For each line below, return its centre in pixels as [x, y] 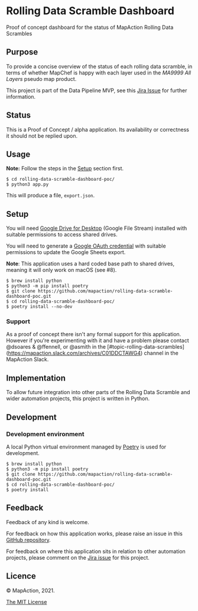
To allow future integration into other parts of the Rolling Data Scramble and [98, 392]
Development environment [45, 434]
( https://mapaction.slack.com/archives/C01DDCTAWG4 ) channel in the [92, 353]
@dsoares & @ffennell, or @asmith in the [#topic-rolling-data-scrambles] [95, 347]
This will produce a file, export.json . [51, 196]
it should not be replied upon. [42, 136]
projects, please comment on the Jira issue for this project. [78, 557]
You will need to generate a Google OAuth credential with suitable [86, 246]
